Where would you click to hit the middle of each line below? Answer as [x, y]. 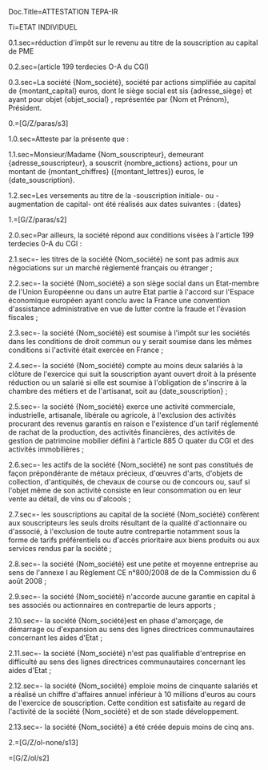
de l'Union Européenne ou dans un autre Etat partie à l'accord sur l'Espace [131, 292]
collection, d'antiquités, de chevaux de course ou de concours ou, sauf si [129, 482]
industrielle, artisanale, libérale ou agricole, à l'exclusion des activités [122, 415]
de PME [21, 51]
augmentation [31, 204]
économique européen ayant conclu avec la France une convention [119, 300]
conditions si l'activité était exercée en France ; [86, 350]
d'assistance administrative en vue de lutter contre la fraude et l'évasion [127, 309]
